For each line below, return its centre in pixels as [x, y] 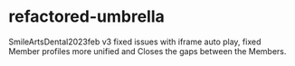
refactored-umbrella [86, 17]
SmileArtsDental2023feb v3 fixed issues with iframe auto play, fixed [135, 42]
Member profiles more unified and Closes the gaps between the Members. [147, 51]
